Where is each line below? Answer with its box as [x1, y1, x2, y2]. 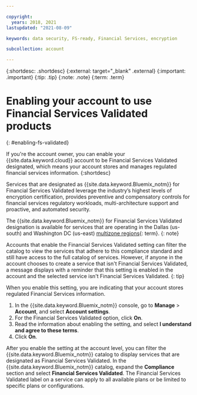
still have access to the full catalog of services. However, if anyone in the [6, 254, 183, 261]
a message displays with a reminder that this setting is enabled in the [6, 266, 173, 273]
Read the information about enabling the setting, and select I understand [14, 321, 192, 328]
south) [6, 230, 22, 237]
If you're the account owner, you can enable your [6, 151, 125, 158]
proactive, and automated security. [6, 206, 91, 213]
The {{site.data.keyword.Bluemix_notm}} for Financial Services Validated [6, 217, 182, 224]
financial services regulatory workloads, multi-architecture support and [6, 200, 179, 207]
